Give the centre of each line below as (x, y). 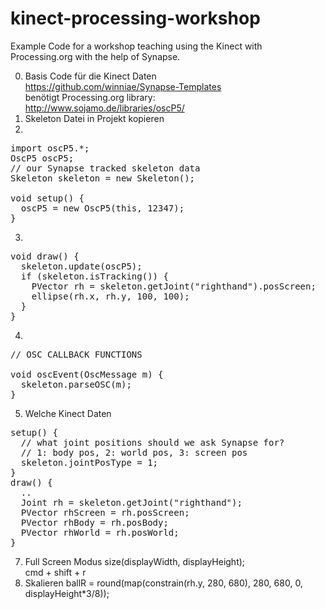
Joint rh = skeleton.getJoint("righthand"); (131, 502)
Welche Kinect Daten (68, 413)
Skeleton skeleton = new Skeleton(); (103, 178)
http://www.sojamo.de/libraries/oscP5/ (104, 108)
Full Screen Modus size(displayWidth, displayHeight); (135, 561)
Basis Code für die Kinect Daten (90, 76)
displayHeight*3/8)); (67, 593)
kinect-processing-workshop (135, 18)
